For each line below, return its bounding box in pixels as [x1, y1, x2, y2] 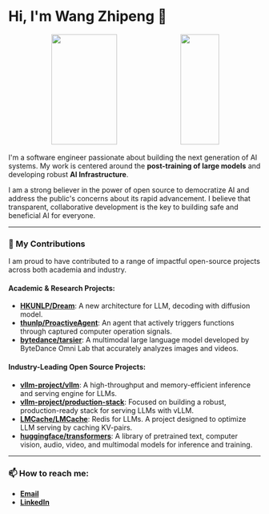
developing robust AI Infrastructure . [8, 169, 129, 179]
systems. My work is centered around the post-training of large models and [8, 160, 261, 171]
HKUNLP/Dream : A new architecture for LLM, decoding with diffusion [19, 301, 251, 311]
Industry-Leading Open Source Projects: [8, 362, 147, 372]
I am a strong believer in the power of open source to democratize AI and [8, 184, 250, 195]
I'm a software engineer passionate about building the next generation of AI [8, 152, 258, 162]
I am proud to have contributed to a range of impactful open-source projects [8, 257, 260, 266]
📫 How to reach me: [8, 467, 90, 479]
